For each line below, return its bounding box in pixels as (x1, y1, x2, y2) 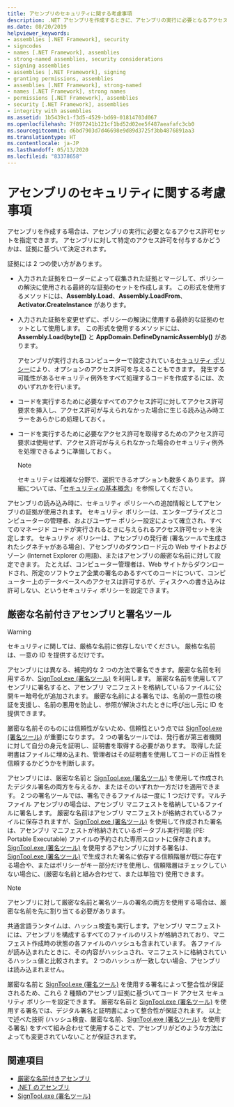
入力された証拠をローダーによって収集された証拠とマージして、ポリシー (17, 274, 224, 283)
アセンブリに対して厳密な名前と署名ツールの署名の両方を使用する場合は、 (7, 898, 221, 906)
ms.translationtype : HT (7, 133, 77, 140)
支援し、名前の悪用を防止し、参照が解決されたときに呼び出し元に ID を (19, 700, 224, 708)
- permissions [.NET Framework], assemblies (7, 95, 139, 102)
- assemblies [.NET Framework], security (7, 36, 130, 43)
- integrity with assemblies (7, 107, 92, 114)
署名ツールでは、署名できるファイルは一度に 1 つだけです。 (38, 791, 208, 799)
